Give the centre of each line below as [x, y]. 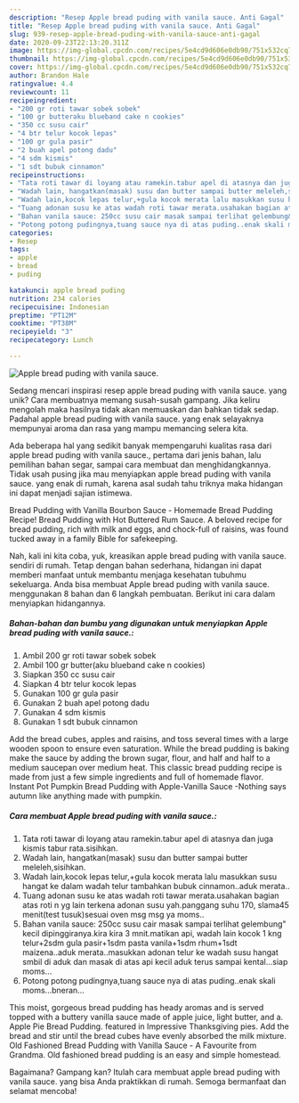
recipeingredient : [43, 100]
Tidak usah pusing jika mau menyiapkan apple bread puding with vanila [140, 474]
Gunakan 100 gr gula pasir [70, 693]
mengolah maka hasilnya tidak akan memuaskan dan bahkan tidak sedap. [144, 409]
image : [21, 51]
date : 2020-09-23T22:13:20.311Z [69, 42]
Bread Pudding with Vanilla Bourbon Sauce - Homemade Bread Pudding [141, 510]
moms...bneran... [53, 990]
